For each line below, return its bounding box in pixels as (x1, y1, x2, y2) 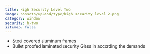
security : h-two (5, 20, 38, 26)
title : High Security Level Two (5, 7, 71, 12)
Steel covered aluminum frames (12, 38, 77, 44)
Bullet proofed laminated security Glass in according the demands (12, 43, 146, 49)
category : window (5, 16, 41, 21)
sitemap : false (5, 25, 36, 30)
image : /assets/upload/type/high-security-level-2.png (5, 12, 119, 16)
